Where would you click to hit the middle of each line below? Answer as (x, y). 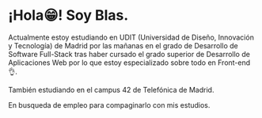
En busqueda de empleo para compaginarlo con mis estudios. (109, 105)
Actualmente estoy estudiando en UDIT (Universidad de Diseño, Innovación (131, 37)
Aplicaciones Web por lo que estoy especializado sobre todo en (112, 63)
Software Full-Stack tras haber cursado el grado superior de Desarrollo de (129, 54)
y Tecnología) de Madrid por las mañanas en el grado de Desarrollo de (123, 45)
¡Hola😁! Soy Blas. (68, 15)
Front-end (234, 63)
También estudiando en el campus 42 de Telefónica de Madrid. (111, 89)
